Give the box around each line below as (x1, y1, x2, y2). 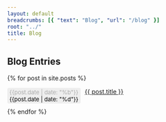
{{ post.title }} (84, 88, 124, 96)
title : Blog (7, 29, 42, 37)
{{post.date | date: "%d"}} (9, 96, 78, 103)
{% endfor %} (7, 107, 47, 116)
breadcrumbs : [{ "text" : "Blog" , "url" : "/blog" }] (7, 17, 160, 24)
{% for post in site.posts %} (7, 74, 87, 82)
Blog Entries (7, 55, 61, 67)
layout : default (7, 10, 54, 17)
